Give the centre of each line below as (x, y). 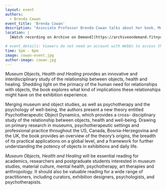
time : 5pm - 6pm (22, 51)
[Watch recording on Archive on (43, 38)
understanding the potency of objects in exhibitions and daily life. (72, 147)
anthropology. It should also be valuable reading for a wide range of (74, 172)
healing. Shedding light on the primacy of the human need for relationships (81, 84)
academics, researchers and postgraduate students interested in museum (80, 161)
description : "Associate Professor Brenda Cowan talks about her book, (80, 28)
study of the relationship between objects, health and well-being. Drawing (81, 120)
